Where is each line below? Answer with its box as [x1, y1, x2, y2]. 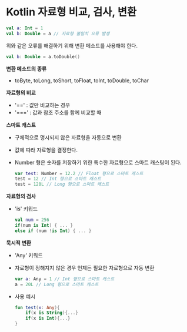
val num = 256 [14, 217, 49, 223]
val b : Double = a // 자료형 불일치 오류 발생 [6, 31, 110, 36]
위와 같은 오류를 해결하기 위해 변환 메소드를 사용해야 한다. [6, 42, 138, 49]
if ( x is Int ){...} [25, 316, 71, 321]
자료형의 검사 [6, 193, 36, 200]
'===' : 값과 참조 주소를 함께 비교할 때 [14, 109, 102, 116]
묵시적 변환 [6, 239, 31, 246]
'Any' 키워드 [14, 251, 43, 259]
